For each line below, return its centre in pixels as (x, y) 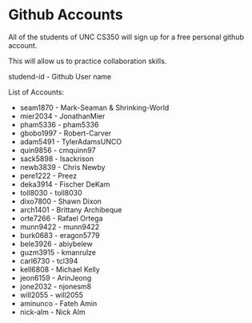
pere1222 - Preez (48, 176)
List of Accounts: (36, 92)
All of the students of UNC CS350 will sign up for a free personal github (126, 37)
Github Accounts (66, 15)
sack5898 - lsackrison (57, 159)
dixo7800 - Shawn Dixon (61, 201)
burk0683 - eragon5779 (60, 235)
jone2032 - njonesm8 (56, 286)
